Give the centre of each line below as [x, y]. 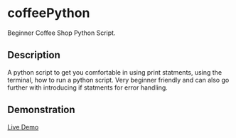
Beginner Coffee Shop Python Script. [61, 33]
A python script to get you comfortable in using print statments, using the [115, 72]
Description [34, 55]
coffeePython [49, 13]
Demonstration [42, 110]
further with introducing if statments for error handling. [88, 87]
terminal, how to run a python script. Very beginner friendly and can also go [118, 80]
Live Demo [23, 127]
